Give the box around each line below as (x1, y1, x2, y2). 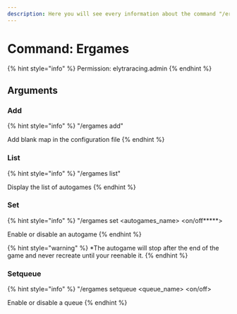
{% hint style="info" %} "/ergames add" (7, 121, 123, 131)
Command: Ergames (7, 40, 129, 56)
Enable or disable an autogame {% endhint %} (7, 230, 142, 238)
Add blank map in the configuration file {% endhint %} (7, 135, 165, 144)
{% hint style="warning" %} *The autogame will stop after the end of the (7, 243, 219, 252)
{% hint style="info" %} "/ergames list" (7, 169, 121, 177)
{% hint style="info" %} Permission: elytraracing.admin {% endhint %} (7, 64, 212, 73)
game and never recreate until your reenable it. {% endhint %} (7, 251, 188, 260)
